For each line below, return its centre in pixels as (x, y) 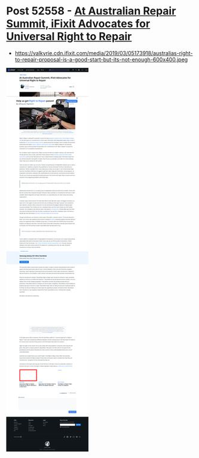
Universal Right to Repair (69, 37)
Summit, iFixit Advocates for (78, 24)
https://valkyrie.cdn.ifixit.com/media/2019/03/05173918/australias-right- (104, 53)
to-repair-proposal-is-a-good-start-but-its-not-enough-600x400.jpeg (101, 59)
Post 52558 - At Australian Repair (91, 11)
